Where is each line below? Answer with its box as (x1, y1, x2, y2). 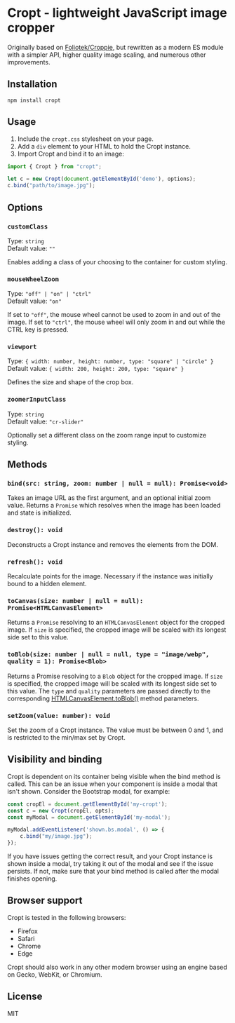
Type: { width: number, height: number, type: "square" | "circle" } (7, 357, 214, 365)
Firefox (17, 927, 39, 935)
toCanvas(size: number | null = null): (7, 597, 144, 604)
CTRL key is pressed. (7, 325, 69, 334)
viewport (7, 343, 37, 351)
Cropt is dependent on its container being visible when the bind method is (7, 772, 221, 780)
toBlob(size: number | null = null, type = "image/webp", (7, 651, 210, 658)
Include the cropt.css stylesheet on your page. (17, 135, 154, 143)
